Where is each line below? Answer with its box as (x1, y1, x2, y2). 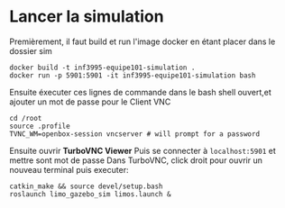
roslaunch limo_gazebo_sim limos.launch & (9, 189, 171, 199)
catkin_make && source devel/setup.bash (9, 182, 164, 191)
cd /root (9, 113, 42, 122)
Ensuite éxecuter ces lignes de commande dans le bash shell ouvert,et (9, 86, 272, 97)
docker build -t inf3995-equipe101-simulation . (9, 63, 196, 72)
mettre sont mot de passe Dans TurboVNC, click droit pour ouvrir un (9, 155, 263, 166)
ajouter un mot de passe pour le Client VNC (9, 96, 171, 107)
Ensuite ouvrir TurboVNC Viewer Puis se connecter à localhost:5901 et (9, 145, 277, 156)
